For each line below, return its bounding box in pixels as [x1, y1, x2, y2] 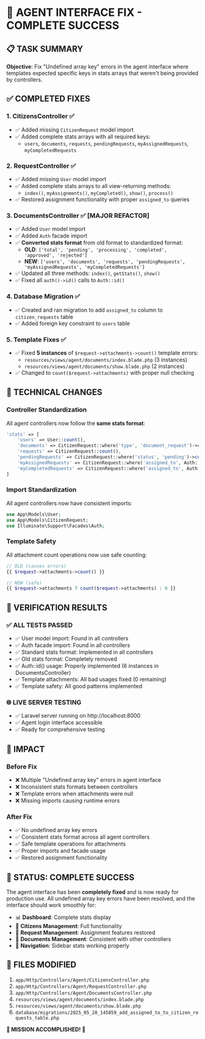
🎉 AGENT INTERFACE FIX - [6, 6, 142, 20]
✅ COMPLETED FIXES [6, 94, 90, 104]
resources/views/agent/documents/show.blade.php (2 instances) [24, 362, 185, 370]
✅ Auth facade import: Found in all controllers [15, 641, 131, 648]
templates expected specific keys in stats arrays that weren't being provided [6, 70, 199, 77]
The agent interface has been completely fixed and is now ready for [6, 888, 179, 896]
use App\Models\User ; [6, 511, 62, 517]
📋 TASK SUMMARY [6, 43, 84, 54]
